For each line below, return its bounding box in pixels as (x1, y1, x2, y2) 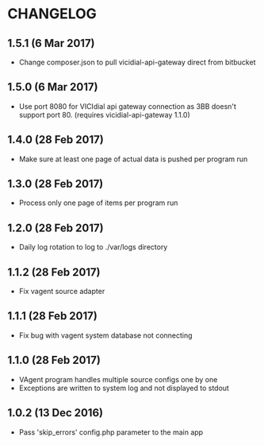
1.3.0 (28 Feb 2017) (7, 177, 104, 191)
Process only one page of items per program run (18, 198, 178, 207)
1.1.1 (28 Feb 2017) (7, 309, 98, 323)
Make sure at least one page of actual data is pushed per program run (18, 154, 248, 164)
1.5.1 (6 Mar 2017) (7, 37, 96, 50)
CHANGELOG (7, 5, 97, 23)
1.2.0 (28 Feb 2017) (7, 221, 104, 234)
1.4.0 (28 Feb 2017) (7, 133, 104, 147)
